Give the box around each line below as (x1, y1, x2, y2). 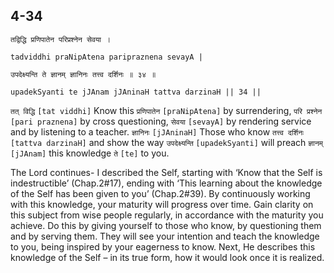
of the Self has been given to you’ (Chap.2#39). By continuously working (10, 187, 311, 199)
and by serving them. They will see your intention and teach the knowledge (10, 230, 320, 242)
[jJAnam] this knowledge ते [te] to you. (10, 147, 170, 159)
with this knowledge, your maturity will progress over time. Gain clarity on (10, 198, 314, 210)
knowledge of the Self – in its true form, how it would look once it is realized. (10, 251, 325, 263)
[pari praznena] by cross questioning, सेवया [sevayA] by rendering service (10, 115, 312, 127)
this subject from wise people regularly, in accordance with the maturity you (10, 209, 324, 221)
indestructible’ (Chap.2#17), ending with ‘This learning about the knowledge (10, 177, 323, 189)
